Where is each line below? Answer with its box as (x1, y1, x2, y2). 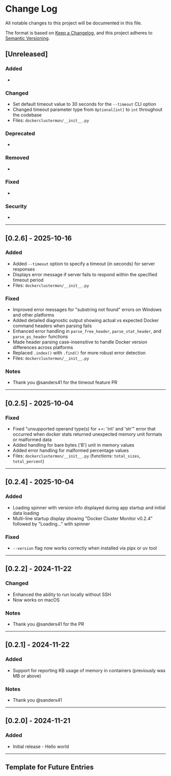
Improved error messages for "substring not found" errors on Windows (12, 306, 162, 313)
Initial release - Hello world (12, 743, 69, 750)
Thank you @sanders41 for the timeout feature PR (12, 380, 118, 386)
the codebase (12, 111, 42, 118)
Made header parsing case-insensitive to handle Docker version (12, 339, 148, 345)
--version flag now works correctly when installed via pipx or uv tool (12, 545, 157, 551)
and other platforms (12, 312, 54, 318)
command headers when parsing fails (12, 323, 92, 329)
